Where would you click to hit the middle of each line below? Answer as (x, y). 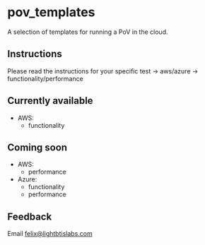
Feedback (30, 216)
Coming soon (37, 147)
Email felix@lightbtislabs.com (50, 234)
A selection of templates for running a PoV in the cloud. (88, 32)
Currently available (50, 101)
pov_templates (51, 12)
